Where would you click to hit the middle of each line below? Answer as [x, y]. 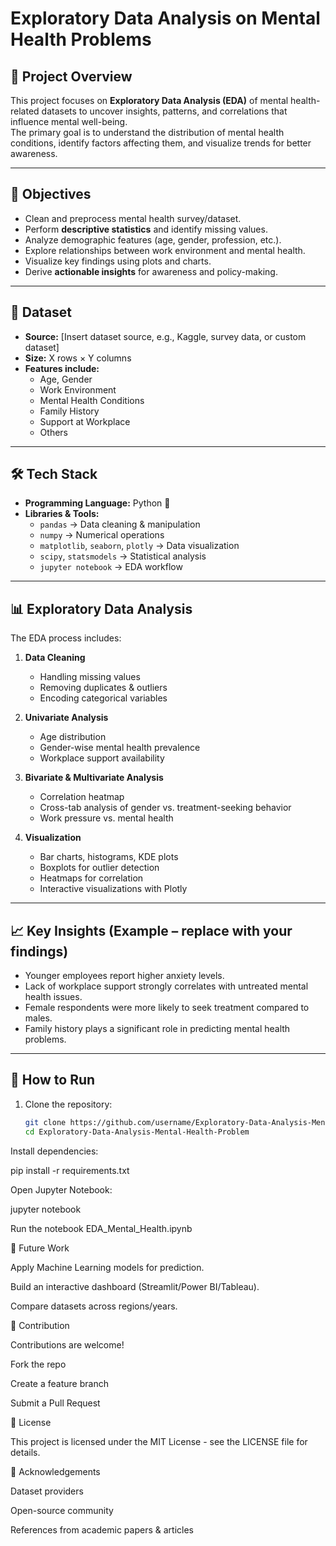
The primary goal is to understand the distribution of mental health [147, 132]
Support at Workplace [85, 421]
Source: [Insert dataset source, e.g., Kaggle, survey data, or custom [165, 336]
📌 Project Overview [71, 76]
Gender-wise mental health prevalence [120, 748]
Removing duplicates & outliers [103, 688]
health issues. [53, 997]
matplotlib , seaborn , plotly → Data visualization [139, 546]
